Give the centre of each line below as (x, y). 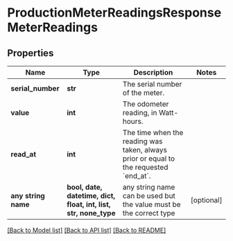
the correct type (149, 213)
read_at (24, 154)
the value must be (152, 204)
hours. (133, 121)
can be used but (149, 196)
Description (153, 72)
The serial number (152, 84)
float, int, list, (89, 204)
